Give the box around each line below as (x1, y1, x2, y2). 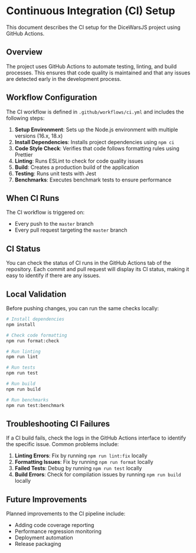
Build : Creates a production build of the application (14, 164, 139, 171)
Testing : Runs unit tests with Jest (14, 170, 96, 177)
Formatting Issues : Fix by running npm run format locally (14, 458, 153, 466)
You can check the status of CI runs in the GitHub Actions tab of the (6, 259, 171, 266)
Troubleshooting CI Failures (6, 418, 110, 429)
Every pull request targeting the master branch (14, 226, 128, 234)
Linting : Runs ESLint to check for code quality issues (14, 157, 143, 164)
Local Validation (6, 289, 67, 299)
